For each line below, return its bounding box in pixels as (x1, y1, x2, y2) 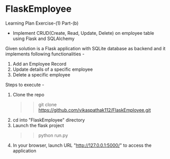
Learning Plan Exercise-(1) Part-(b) (5, 20, 79, 26)
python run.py (38, 132, 68, 138)
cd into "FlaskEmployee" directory (12, 116, 86, 123)
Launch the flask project (12, 122, 64, 128)
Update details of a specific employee (12, 66, 93, 72)
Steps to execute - (5, 82, 45, 88)
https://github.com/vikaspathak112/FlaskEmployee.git (38, 107, 151, 113)
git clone (38, 101, 57, 108)
